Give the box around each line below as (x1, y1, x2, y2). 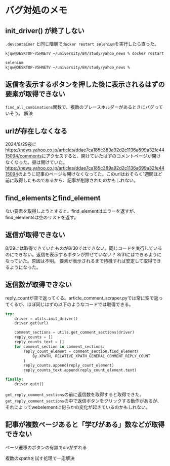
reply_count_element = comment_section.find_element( (23, 349, 139, 354)
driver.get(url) (14, 321, 49, 326)
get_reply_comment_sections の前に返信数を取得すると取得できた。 (5, 391, 144, 397)
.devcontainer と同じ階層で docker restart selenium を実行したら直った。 (5, 41, 159, 47)
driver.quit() (14, 382, 44, 387)
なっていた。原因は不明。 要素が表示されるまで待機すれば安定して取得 (5, 257, 153, 264)
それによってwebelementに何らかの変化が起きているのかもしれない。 (5, 404, 150, 410)
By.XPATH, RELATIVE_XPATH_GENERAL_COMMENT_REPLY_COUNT (32, 353, 151, 358)
